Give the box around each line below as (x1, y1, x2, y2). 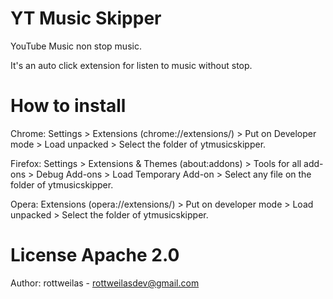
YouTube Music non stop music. (10, 40, 142, 52)
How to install (10, 95, 127, 117)
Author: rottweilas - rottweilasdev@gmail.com (10, 277, 200, 289)
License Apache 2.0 (10, 244, 180, 267)
